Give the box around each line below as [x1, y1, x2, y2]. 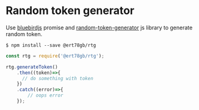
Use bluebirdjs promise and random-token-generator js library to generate [5, 24, 193, 31]
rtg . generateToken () [5, 64, 59, 70]
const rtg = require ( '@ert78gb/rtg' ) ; [5, 53, 104, 59]
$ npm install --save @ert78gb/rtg [5, 42, 96, 48]
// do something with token [21, 75, 94, 81]
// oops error [27, 92, 63, 98]
